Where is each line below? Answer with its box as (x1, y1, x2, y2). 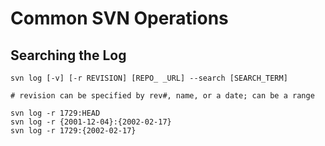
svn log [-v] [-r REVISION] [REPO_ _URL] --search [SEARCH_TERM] (10, 73, 288, 83)
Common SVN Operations (10, 7, 229, 30)
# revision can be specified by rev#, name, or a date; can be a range (10, 91, 315, 101)
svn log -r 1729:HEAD (10, 108, 101, 118)
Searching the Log (10, 47, 127, 64)
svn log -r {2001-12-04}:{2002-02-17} (10, 117, 172, 127)
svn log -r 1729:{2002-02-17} (10, 126, 137, 136)
